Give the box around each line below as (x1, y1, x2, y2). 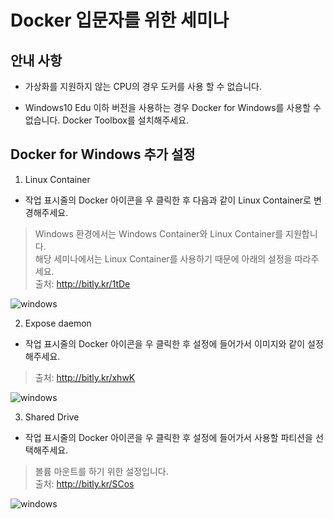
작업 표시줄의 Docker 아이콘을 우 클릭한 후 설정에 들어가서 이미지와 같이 (24, 337, 306, 350)
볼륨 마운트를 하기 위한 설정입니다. (34, 465, 169, 477)
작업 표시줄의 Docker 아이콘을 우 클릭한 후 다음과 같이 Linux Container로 (24, 194, 312, 206)
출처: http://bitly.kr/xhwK (34, 371, 136, 383)
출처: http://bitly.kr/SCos (34, 477, 135, 490)
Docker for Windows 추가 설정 (10, 146, 196, 163)
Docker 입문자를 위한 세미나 (10, 9, 230, 32)
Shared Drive (24, 411, 80, 423)
